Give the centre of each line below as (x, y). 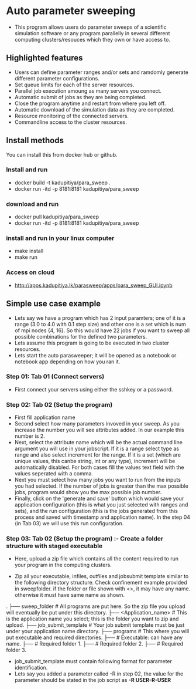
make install (29, 251)
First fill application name (45, 417)
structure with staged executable (54, 546)
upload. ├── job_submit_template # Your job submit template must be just (95, 625)
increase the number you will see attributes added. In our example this (99, 430)
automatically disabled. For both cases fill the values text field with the (99, 467)
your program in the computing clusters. (63, 565)
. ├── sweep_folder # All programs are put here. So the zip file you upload (96, 606)
